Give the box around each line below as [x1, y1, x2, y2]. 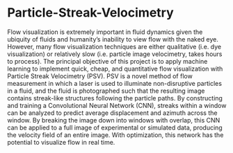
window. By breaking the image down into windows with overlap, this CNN [7, 116, 220, 124]
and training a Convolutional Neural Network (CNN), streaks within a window [7, 101, 227, 109]
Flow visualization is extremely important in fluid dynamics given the [7, 28, 203, 36]
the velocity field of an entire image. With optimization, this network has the [7, 130, 224, 139]
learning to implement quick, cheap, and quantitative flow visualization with [7, 64, 223, 73]
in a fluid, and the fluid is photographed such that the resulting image [7, 87, 205, 95]
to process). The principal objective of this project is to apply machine [7, 57, 208, 65]
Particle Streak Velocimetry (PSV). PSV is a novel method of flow [7, 71, 193, 80]
